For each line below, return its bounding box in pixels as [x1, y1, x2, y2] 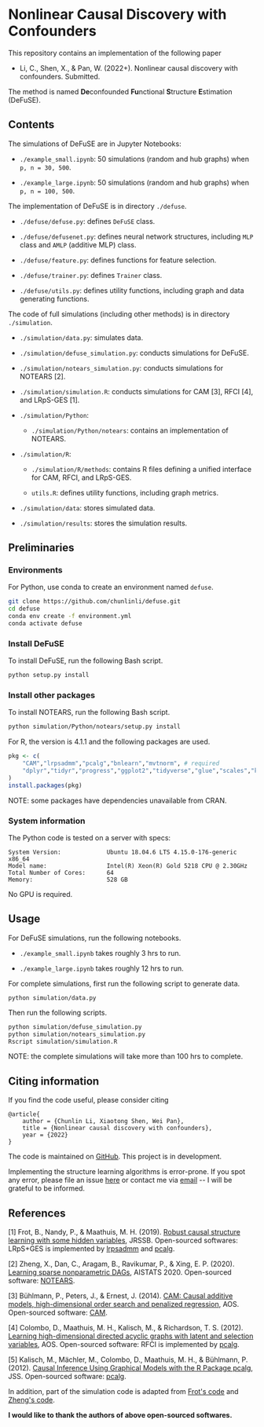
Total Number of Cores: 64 [8, 869, 114, 876]
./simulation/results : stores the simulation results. [19, 518, 188, 528]
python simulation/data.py [8, 993, 97, 1002]
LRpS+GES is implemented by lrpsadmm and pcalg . [8, 1244, 175, 1253]
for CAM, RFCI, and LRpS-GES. [31, 473, 132, 482]
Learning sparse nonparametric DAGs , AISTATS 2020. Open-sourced [8, 1268, 232, 1277]
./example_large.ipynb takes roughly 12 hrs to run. [19, 964, 184, 973]
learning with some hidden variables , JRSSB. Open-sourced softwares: [8, 1235, 238, 1246]
